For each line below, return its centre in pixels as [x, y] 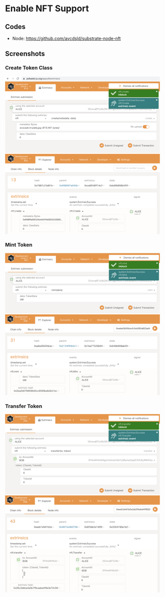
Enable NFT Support [47, 9]
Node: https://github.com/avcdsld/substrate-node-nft [67, 38]
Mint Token [19, 245]
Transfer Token [24, 406]
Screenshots [25, 54]
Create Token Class [29, 68]
